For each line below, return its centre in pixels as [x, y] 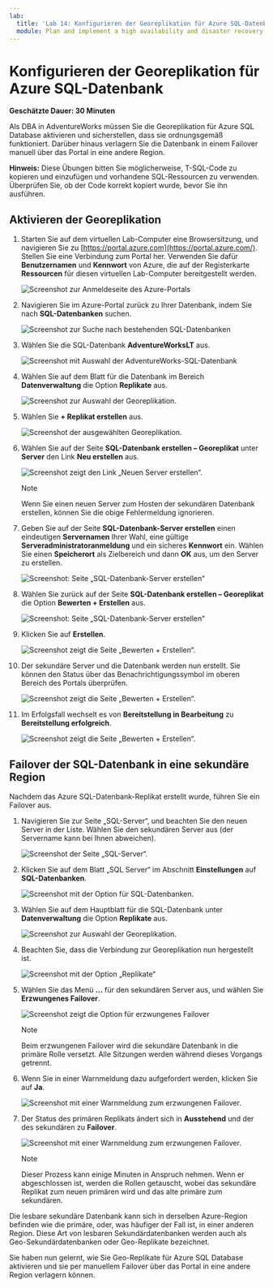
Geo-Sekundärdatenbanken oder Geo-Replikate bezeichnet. [109, 1242]
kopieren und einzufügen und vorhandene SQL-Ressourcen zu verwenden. [134, 177]
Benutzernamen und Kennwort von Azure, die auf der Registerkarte [135, 265]
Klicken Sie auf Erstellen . [63, 635]
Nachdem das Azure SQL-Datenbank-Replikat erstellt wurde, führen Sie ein [134, 796]
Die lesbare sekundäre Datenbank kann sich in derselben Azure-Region [128, 1216]
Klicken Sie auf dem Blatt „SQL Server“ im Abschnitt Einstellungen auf [139, 869]
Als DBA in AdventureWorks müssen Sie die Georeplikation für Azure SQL [132, 127]
